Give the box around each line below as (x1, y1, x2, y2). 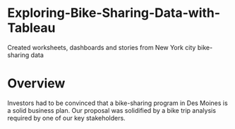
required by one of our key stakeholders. (7, 113, 126, 122)
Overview (7, 75, 66, 92)
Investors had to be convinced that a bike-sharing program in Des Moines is (7, 99, 228, 107)
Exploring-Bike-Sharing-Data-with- (7, 5, 221, 21)
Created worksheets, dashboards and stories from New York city (7, 43, 196, 51)
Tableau (7, 20, 56, 36)
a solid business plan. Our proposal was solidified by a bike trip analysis (7, 106, 217, 114)
